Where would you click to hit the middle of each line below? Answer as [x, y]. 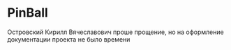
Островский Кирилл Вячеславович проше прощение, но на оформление [116, 32]
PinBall [28, 13]
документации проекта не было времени [69, 39]
